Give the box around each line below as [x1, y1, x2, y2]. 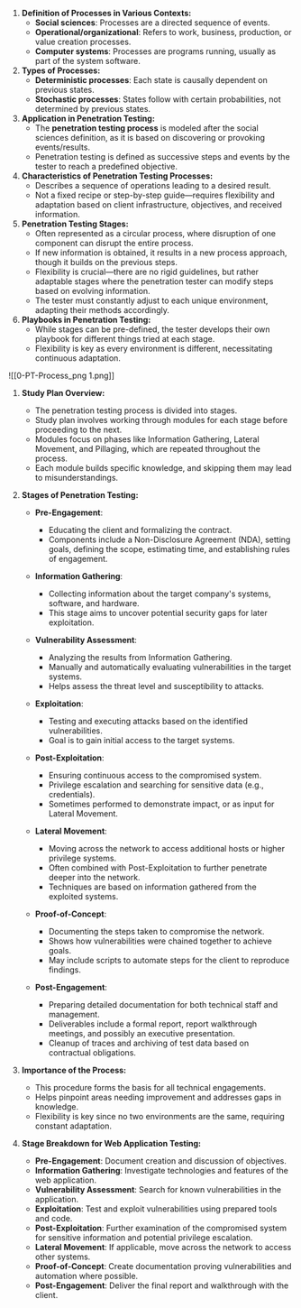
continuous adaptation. [34, 353, 121, 364]
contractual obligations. [48, 1047, 137, 1058]
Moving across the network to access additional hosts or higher [48, 843, 286, 853]
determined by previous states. [34, 104, 150, 114]
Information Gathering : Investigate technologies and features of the [34, 1165, 289, 1175]
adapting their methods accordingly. [34, 305, 170, 315]
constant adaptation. [34, 1120, 112, 1131]
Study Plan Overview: [21, 388, 105, 398]
